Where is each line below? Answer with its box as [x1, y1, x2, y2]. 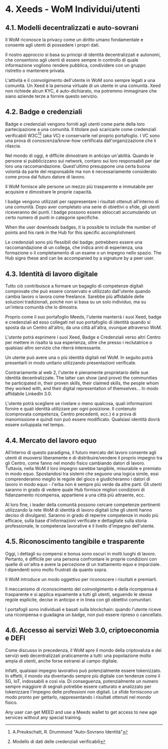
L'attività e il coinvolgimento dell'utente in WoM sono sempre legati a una [5, 77, 155, 83]
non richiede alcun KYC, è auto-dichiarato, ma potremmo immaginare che [5, 88, 157, 93]
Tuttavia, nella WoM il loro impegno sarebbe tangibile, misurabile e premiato [5, 465, 161, 471]
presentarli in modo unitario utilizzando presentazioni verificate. [5, 360, 136, 366]
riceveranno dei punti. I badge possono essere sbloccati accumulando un [5, 209, 156, 215]
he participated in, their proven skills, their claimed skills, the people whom [5, 380, 159, 386]
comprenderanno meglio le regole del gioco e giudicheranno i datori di [5, 476, 150, 482]
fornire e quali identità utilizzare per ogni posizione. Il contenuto [5, 406, 136, 412]
